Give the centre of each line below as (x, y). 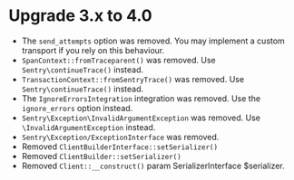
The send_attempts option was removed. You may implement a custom (153, 41)
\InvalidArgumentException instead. (88, 127)
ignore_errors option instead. (77, 108)
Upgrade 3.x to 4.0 (80, 16)
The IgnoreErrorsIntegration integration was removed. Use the (141, 98)
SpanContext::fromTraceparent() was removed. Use (118, 60)
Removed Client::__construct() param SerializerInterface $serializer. (153, 166)
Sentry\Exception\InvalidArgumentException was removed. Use (141, 118)
